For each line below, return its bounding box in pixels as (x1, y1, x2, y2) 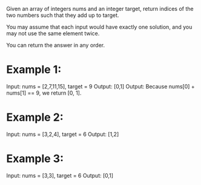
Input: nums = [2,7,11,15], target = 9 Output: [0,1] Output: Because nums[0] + (6, 82, 195, 90)
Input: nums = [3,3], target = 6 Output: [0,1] (6, 172, 114, 179)
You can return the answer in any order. (6, 42, 105, 49)
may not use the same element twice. (6, 30, 100, 37)
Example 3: (6, 152, 64, 166)
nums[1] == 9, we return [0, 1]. (6, 89, 82, 96)
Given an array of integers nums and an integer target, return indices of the (6, 5, 194, 12)
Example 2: (6, 110, 64, 124)
